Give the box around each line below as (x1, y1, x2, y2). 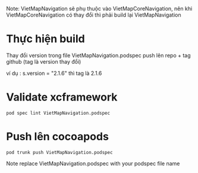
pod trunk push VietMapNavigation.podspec (6, 149, 113, 155)
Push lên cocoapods (6, 130, 109, 143)
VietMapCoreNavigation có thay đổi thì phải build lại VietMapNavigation (6, 11, 181, 18)
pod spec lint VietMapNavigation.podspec (6, 110, 111, 116)
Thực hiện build (6, 32, 85, 46)
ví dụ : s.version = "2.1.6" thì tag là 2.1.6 (6, 70, 102, 77)
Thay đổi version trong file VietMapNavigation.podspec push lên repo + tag (6, 52, 191, 59)
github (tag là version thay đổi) (6, 58, 81, 65)
